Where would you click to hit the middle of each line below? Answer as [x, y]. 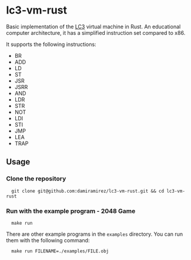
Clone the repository [36, 179]
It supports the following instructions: [51, 44]
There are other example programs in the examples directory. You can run [95, 234]
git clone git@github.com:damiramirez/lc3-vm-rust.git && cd [88, 191]
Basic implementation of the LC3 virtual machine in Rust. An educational [93, 27]
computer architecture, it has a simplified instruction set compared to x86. [96, 32]
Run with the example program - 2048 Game [71, 211]
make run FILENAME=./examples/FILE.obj [60, 251]
